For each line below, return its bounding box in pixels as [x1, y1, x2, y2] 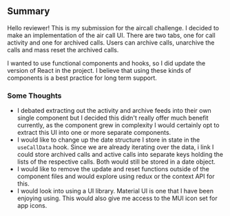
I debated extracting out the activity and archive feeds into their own [17, 107, 211, 115]
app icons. [17, 202, 48, 210]
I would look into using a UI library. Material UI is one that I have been [17, 187, 213, 195]
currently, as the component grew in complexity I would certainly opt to [17, 121, 220, 129]
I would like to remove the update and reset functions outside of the [17, 165, 210, 173]
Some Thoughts [7, 91, 62, 100]
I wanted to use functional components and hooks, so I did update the [7, 58, 206, 67]
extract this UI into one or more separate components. [17, 129, 171, 137]
